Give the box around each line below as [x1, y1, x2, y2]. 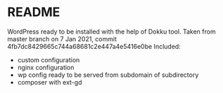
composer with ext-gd [17, 78, 82, 86]
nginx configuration [17, 63, 75, 71]
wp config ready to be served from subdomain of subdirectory [17, 71, 199, 79]
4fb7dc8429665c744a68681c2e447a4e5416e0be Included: [7, 42, 181, 50]
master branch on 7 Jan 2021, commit [7, 34, 117, 43]
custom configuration [17, 55, 80, 64]
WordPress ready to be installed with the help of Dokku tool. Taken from [7, 27, 216, 36]
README [7, 4, 60, 20]
